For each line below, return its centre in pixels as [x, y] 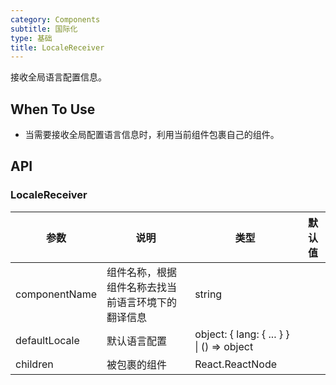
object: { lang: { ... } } [242, 334]
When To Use [53, 109]
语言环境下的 [147, 302]
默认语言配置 [137, 341]
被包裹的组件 [137, 364]
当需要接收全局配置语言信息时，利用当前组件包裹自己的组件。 [152, 135]
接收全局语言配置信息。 [58, 77]
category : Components [55, 19]
